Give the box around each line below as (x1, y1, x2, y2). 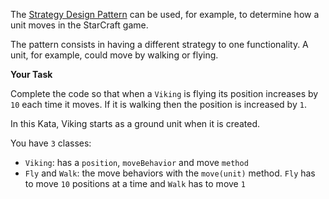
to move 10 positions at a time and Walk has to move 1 (24, 178, 246, 189)
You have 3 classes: (10, 137, 92, 149)
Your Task (10, 69, 53, 80)
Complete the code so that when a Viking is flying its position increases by (10, 88, 319, 99)
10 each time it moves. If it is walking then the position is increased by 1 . (10, 99, 307, 110)
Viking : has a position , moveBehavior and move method (24, 157, 249, 168)
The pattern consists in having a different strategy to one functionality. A (10, 39, 309, 50)
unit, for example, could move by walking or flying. (10, 49, 219, 61)
